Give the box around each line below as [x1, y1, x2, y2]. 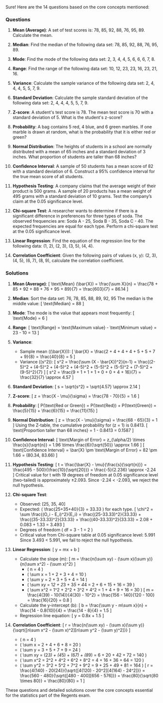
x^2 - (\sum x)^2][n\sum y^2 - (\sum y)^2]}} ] [41, 627, 130, 633]
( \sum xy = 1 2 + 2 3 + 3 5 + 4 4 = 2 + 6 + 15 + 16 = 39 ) [27, 582, 135, 588]
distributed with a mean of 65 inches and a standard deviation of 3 [12, 149, 146, 155]
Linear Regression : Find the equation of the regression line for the [12, 238, 146, 244]
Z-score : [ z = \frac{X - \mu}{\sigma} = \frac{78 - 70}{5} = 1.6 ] [12, 393, 140, 399]
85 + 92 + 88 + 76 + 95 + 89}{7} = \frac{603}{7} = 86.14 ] [12, 286, 129, 292]
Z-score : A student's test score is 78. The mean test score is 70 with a [12, 109, 153, 115]
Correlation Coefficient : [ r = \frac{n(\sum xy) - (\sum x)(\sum [12, 622, 138, 628]
